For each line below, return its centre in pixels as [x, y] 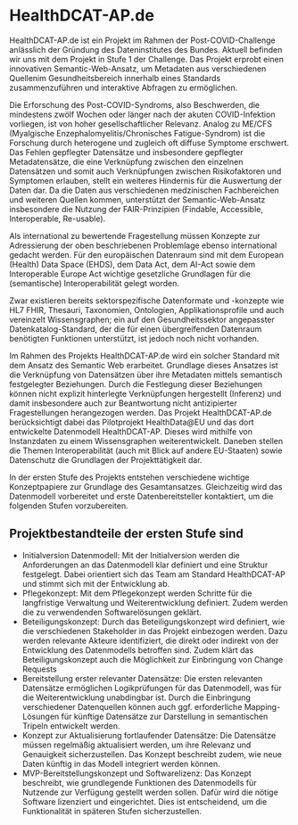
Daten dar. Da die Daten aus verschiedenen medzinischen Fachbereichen [144, 190]
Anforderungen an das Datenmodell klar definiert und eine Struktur [145, 565]
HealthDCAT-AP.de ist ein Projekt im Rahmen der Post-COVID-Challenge [142, 40]
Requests [39, 669]
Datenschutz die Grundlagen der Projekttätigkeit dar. [106, 459]
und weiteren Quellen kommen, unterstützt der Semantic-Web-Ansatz [137, 199]
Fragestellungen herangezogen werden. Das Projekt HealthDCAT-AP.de [141, 412]
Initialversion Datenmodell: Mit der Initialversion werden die [131, 555]
